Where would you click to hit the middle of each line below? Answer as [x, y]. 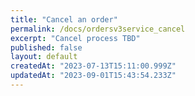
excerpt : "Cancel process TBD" [75, 38]
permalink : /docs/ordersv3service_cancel [98, 29]
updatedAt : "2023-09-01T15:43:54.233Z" [93, 76]
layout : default [44, 57]
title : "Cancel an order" [64, 19]
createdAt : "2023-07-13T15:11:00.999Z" [93, 66]
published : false [46, 47]
